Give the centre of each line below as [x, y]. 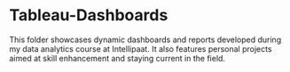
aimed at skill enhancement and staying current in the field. [118, 58]
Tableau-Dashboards [89, 15]
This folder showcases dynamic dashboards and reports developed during [145, 40]
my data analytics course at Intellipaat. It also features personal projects [141, 48]
